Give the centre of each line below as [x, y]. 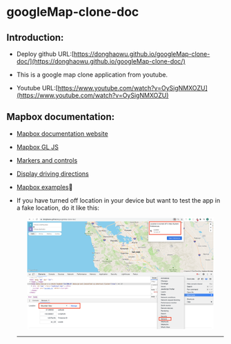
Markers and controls [47, 160]
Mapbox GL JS [38, 147]
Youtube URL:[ [37, 88]
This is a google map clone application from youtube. [92, 74]
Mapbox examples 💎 [44, 187]
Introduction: [35, 38]
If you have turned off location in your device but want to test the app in [118, 200]
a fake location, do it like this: [58, 208]
